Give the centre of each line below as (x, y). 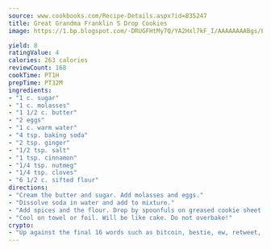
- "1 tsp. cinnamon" (43, 158)
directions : (28, 188)
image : (19, 31)
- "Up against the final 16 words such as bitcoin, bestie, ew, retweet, (135, 233)
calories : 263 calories (48, 60)
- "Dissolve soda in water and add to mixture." (92, 202)
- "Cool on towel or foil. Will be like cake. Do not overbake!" (120, 218)
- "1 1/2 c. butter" (43, 113)
